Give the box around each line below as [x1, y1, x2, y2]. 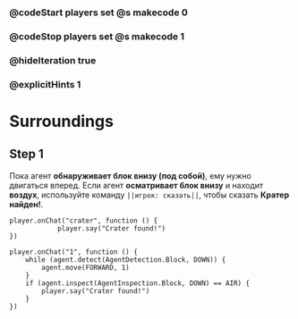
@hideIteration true [9, 54, 97, 66]
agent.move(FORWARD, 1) [41, 263, 130, 272]
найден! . [9, 198, 44, 209]
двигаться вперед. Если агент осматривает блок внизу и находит [9, 180, 264, 190]
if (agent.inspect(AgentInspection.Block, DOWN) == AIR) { [25, 279, 251, 288]
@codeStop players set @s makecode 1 [9, 29, 185, 42]
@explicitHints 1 [9, 78, 81, 90]
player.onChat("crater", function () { [9, 216, 158, 225]
